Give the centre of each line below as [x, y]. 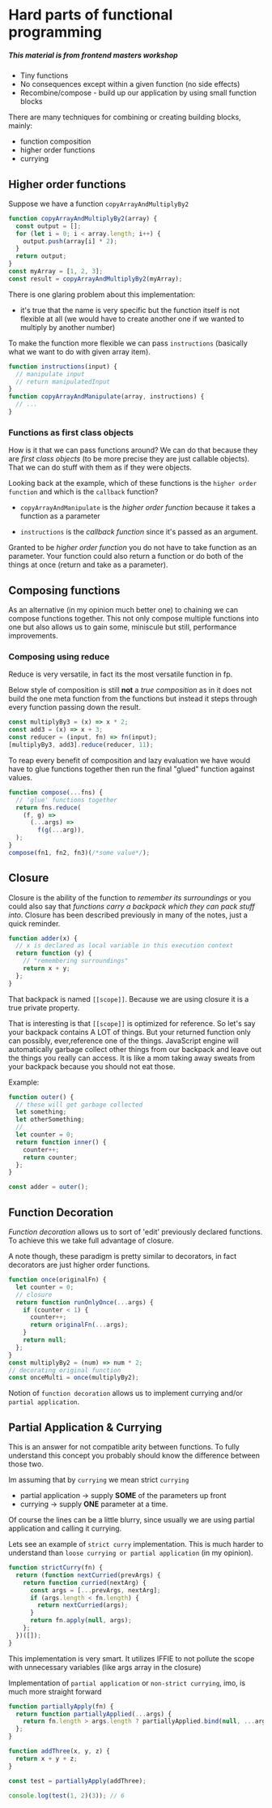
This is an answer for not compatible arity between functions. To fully [124, 1447]
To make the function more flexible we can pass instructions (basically [128, 343]
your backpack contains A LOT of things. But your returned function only [130, 1032]
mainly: [21, 126]
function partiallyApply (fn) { [61, 1706]
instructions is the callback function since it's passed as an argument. [139, 532]
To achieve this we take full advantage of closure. [91, 1240]
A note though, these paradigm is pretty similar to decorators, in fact [123, 1256]
